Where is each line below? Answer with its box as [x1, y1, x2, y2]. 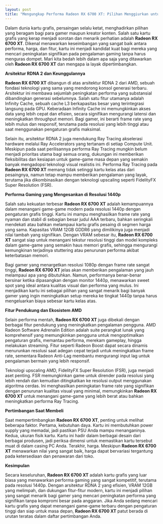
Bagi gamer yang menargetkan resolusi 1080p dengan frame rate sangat [5, 262, 150, 267]
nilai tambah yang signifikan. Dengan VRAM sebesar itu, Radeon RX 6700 [5, 231, 153, 238]
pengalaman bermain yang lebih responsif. [5, 358, 91, 364]
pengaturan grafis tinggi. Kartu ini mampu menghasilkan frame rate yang [5, 211, 150, 217]
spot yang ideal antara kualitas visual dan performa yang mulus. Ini [5, 282, 139, 288]
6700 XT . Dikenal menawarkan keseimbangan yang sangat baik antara [5, 40, 147, 46]
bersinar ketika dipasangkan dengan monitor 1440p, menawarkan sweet [5, 277, 149, 283]
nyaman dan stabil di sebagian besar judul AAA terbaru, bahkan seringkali [5, 216, 153, 222]
